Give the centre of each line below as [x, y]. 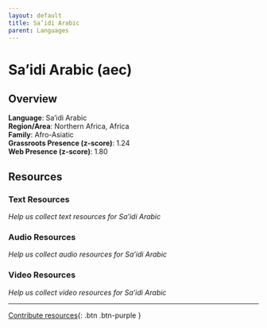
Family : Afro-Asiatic [41, 135]
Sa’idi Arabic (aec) [70, 69]
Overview [33, 99]
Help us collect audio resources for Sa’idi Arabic [88, 254]
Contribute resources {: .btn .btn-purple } [75, 315]
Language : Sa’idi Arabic [48, 118]
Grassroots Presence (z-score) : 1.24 [69, 143]
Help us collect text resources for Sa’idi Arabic [85, 217]
